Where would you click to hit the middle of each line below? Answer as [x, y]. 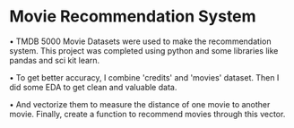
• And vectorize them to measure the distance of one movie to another [140, 104]
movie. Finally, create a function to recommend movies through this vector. [147, 114]
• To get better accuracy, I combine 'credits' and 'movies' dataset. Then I [144, 77]
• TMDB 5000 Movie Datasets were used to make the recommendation [140, 41]
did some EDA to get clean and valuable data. [93, 87]
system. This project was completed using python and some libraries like [144, 50]
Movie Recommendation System [133, 17]
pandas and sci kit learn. [55, 60]
